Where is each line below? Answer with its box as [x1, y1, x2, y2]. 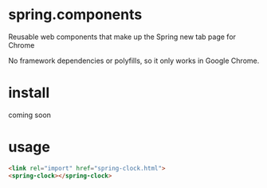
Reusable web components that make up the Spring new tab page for [8, 32, 237, 41]
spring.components [8, 6, 143, 24]
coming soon [8, 110, 52, 119]
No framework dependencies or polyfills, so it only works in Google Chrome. [8, 56, 260, 65]
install [8, 84, 50, 102]
